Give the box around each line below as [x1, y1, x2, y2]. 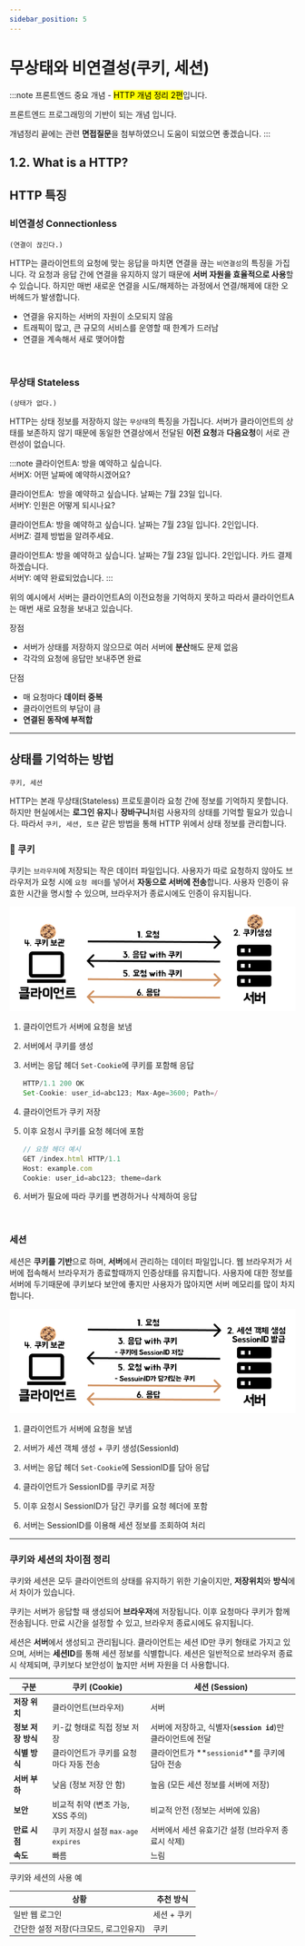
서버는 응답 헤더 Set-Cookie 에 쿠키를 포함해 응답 [22, 1060, 195, 1071]
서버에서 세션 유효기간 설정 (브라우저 [150, 1824, 280, 1835]
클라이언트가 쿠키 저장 [22, 1106, 102, 1116]
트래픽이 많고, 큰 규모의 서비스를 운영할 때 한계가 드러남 [22, 322, 220, 333]
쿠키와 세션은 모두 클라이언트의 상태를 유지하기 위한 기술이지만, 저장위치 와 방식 [9, 1576, 289, 1587]
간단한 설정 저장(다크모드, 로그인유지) [13, 1922, 146, 1933]
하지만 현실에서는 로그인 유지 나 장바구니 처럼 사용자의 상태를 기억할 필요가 [9, 806, 269, 817]
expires [52, 1837, 82, 1846]
